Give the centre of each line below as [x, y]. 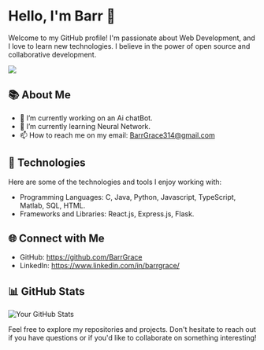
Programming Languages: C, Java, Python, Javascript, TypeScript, [128, 197]
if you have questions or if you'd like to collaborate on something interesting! [132, 338]
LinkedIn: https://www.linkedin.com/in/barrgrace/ [99, 266]
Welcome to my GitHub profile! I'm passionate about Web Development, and [132, 38]
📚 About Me [39, 95]
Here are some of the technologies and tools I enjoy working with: [115, 182]
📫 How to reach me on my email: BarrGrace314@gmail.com [117, 135]
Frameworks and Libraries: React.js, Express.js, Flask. [107, 214]
